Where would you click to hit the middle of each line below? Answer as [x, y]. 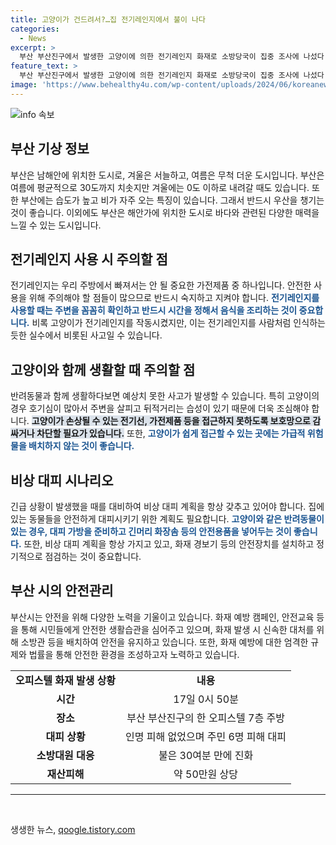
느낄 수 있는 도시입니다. [56, 225]
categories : [35, 29]
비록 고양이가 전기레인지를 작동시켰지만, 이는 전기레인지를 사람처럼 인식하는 [178, 323]
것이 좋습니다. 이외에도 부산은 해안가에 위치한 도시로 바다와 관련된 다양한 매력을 [165, 212]
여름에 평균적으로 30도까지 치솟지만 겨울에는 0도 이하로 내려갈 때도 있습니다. [160, 187]
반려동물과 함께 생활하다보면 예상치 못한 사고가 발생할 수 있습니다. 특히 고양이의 [165, 396]
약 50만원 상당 [206, 774]
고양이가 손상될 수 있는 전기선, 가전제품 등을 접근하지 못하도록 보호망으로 [171, 421]
